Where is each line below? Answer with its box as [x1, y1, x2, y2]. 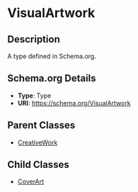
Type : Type [17, 91, 52, 100]
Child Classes [7, 159, 69, 171]
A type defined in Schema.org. [7, 52, 97, 60]
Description [7, 33, 60, 45]
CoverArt [17, 177, 45, 186]
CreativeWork [17, 138, 58, 147]
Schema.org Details [7, 72, 97, 84]
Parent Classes [7, 119, 76, 132]
